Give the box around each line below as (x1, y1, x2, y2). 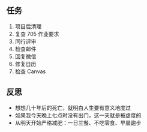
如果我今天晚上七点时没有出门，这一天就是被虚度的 (14, 112, 142, 119)
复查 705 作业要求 (14, 30, 59, 37)
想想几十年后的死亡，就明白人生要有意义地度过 (14, 104, 131, 111)
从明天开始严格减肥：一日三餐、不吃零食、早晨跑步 (14, 119, 142, 126)
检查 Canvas (14, 68, 46, 75)
